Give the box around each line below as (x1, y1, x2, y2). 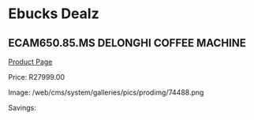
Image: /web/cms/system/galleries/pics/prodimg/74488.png (8, 88, 204, 97)
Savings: (8, 103, 37, 112)
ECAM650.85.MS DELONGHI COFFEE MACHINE (8, 36, 246, 50)
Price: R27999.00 (8, 73, 65, 81)
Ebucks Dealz (8, 5, 100, 23)
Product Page (8, 57, 53, 66)
